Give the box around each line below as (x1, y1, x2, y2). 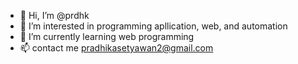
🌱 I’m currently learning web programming (19, 31, 195, 42)
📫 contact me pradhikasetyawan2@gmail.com (19, 42, 214, 54)
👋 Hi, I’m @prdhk (19, 10, 90, 21)
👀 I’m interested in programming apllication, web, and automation (19, 20, 288, 32)
